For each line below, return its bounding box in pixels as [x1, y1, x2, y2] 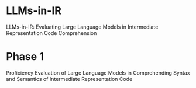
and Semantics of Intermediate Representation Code [6, 75, 133, 82]
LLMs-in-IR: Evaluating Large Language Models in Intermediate [6, 23, 159, 30]
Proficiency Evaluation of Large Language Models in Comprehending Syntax [6, 69, 190, 76]
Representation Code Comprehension [6, 29, 97, 36]
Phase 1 [6, 50, 44, 64]
